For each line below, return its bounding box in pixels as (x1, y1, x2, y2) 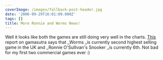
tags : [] (5, 16, 23, 21)
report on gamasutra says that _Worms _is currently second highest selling (5, 40, 157, 45)
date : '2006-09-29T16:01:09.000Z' (5, 12, 76, 17)
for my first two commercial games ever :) (5, 50, 90, 56)
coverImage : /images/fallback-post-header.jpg (5, 7, 102, 12)
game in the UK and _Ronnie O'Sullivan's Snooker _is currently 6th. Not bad (5, 44, 159, 50)
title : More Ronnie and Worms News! (5, 20, 80, 26)
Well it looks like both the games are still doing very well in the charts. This (5, 34, 156, 40)
